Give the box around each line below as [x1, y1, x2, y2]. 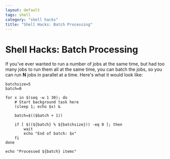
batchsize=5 [5, 82, 31, 87]
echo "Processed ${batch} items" [5, 149, 77, 154]
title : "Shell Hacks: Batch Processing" [5, 22, 93, 27]
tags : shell [5, 12, 31, 17]
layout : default [5, 7, 40, 13]
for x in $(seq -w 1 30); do [5, 95, 68, 101]
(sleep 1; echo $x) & [14, 104, 60, 109]
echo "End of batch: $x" [24, 131, 77, 136]
